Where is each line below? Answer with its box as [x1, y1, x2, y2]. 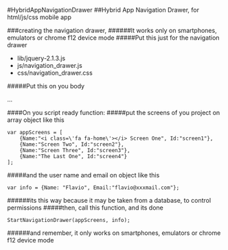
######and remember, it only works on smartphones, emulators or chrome [7, 229, 221, 237]
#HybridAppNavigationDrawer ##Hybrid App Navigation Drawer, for [7, 6, 200, 14]
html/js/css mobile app [7, 13, 72, 21]
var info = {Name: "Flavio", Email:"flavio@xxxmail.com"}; [7, 184, 180, 191]
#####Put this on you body [7, 82, 84, 90]
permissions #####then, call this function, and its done [7, 203, 163, 212]
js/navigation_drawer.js [16, 62, 82, 69]
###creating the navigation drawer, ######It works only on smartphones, [7, 27, 218, 34]
